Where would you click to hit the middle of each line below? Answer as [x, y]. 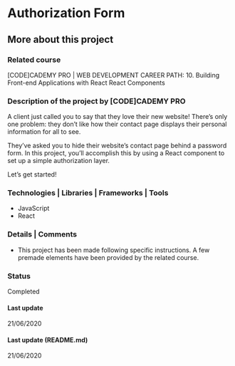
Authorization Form [66, 13]
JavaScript [33, 209]
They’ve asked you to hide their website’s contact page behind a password [117, 146]
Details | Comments [42, 234]
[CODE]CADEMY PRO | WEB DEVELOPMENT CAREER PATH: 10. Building [114, 75]
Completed [24, 292]
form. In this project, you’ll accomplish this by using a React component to [116, 153]
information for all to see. [44, 132]
